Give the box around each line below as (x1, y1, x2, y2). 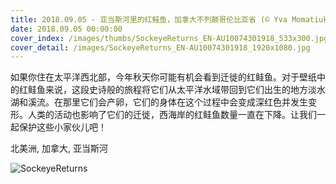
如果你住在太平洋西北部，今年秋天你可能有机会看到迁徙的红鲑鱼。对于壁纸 (10, 71, 317, 83)
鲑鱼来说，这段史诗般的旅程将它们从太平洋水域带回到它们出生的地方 (27, 84, 308, 96)
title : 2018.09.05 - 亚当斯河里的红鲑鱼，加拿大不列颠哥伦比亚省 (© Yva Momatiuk (10, 14, 328, 25)
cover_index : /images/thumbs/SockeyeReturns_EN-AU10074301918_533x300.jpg (10, 33, 329, 43)
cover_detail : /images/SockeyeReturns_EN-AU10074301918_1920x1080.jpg (10, 42, 311, 53)
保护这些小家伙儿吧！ (18, 121, 107, 133)
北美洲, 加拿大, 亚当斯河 (10, 142, 108, 155)
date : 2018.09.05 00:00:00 (10, 24, 123, 34)
